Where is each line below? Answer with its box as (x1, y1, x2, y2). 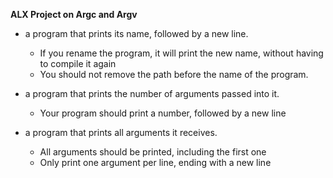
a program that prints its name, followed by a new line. (24, 28, 249, 39)
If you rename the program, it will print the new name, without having (39, 47, 324, 59)
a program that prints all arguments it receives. (24, 127, 218, 138)
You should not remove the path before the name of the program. (39, 69, 309, 80)
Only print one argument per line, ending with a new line (39, 157, 272, 168)
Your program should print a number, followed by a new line (39, 107, 287, 119)
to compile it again (39, 58, 117, 69)
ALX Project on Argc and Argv (10, 9, 138, 20)
